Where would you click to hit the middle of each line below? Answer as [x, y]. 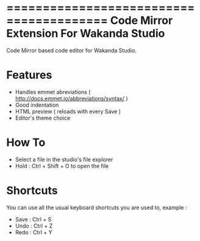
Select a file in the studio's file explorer [64, 159]
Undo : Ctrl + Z [34, 226]
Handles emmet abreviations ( [53, 92]
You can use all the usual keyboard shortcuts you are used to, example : [97, 207]
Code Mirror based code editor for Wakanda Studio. [72, 50]
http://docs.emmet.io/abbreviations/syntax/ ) [71, 98]
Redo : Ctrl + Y [34, 232]
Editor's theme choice [43, 118]
